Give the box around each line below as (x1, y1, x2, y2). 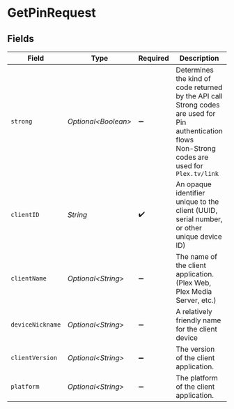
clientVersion (10, 354, 58, 362)
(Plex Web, (175, 278, 211, 288)
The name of (175, 252, 218, 261)
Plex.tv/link (175, 170, 219, 177)
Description (179, 54, 219, 63)
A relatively (175, 307, 212, 316)
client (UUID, (175, 206, 218, 215)
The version (175, 344, 215, 354)
